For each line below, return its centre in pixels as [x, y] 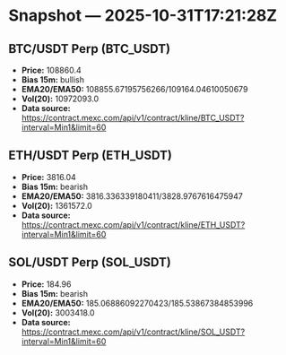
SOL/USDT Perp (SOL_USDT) [90, 262]
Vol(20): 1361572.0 [57, 205]
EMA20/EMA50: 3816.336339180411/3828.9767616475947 [132, 196]
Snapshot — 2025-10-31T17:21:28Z [143, 16]
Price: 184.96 [46, 284]
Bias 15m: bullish [52, 80]
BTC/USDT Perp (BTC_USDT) [90, 49]
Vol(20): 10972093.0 [60, 99]
